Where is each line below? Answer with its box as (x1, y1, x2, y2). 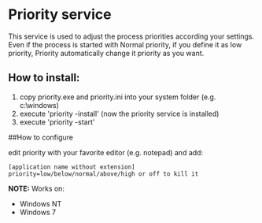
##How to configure (8, 132, 73, 142)
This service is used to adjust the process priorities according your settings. (8, 32, 255, 41)
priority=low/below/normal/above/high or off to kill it (8, 169, 199, 178)
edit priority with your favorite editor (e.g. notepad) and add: (8, 147, 203, 157)
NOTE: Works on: (8, 184, 65, 193)
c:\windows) (19, 100, 59, 110)
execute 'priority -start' (19, 117, 95, 127)
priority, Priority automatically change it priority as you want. (8, 48, 205, 58)
